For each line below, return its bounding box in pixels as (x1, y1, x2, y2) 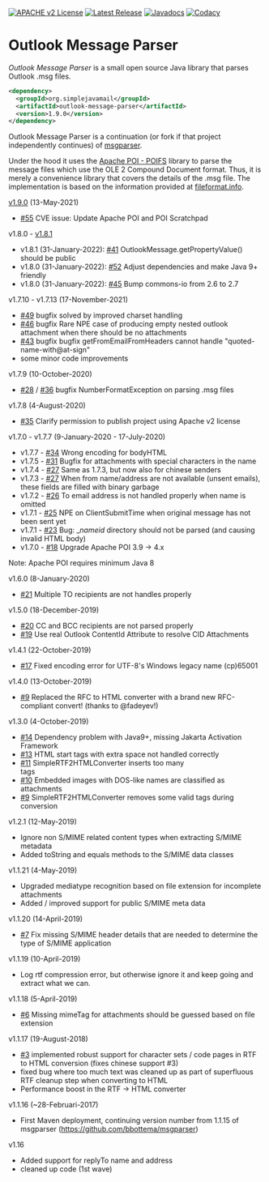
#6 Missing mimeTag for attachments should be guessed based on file (19, 1009, 255, 1020)
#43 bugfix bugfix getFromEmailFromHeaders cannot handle (19, 336, 224, 346)
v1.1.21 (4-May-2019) (8, 865, 78, 875)
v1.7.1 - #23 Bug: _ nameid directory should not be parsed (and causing (19, 525, 255, 535)
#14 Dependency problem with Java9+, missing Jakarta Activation (19, 732, 242, 742)
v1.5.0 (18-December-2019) (8, 605, 100, 615)
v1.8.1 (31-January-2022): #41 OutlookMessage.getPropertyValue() (19, 245, 243, 254)
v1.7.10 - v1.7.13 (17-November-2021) (8, 295, 128, 305)
